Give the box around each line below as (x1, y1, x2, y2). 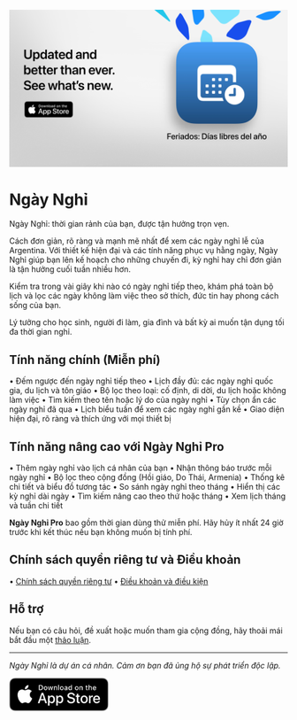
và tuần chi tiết (9, 500, 64, 511)
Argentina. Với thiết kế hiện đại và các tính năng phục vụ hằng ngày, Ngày (9, 245, 278, 256)
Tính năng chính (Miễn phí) (9, 352, 161, 368)
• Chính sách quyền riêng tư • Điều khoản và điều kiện (9, 576, 209, 586)
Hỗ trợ (9, 601, 44, 616)
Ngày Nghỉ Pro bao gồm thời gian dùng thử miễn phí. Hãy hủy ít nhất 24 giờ (9, 517, 285, 528)
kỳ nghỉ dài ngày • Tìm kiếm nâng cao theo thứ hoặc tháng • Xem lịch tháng (9, 491, 286, 501)
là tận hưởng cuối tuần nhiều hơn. (9, 264, 131, 275)
